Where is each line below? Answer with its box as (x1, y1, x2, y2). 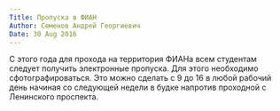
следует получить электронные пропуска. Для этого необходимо (9, 63, 259, 74)
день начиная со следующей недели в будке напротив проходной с (9, 82, 267, 93)
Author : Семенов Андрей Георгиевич (9, 21, 141, 30)
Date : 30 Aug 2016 (9, 29, 77, 38)
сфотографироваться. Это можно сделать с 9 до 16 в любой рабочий (9, 73, 272, 83)
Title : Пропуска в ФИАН (9, 12, 97, 22)
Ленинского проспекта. (9, 91, 99, 102)
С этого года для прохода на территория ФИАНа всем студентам (9, 54, 257, 65)
